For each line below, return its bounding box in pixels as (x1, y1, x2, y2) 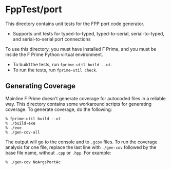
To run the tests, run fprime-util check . (12, 67, 98, 73)
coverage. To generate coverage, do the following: (5, 106, 112, 112)
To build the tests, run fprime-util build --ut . (12, 61, 112, 67)
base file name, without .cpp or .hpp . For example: (5, 149, 111, 156)
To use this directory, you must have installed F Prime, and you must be (5, 46, 157, 52)
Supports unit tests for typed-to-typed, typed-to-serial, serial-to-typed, (12, 30, 164, 36)
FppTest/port (5, 4, 63, 15)
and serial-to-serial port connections (12, 36, 91, 42)
